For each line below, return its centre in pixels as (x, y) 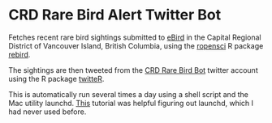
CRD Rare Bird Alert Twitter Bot (115, 15)
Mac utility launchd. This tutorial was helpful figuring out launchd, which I (131, 103)
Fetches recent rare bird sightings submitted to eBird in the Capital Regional (135, 37)
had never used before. (47, 112)
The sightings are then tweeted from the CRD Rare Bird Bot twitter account (133, 70)
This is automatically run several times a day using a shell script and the (129, 94)
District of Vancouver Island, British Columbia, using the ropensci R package (136, 45)
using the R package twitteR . (56, 78)
